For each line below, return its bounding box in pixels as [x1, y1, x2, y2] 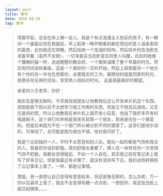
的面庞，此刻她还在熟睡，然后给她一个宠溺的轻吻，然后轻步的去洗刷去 [17, 47, 159, 53]
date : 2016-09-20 [5, 16, 41, 21]
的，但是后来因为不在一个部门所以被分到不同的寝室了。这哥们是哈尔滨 [17, 122, 159, 128]
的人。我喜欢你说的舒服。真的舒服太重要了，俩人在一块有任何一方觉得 [17, 145, 159, 151]
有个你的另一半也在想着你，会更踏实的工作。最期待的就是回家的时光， [17, 71, 159, 77]
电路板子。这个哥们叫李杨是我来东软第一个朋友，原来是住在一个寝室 [17, 117, 154, 122]
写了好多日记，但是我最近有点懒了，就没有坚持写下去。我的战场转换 [17, 157, 154, 163]
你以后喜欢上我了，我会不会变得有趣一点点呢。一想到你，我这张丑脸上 [17, 180, 159, 186]
